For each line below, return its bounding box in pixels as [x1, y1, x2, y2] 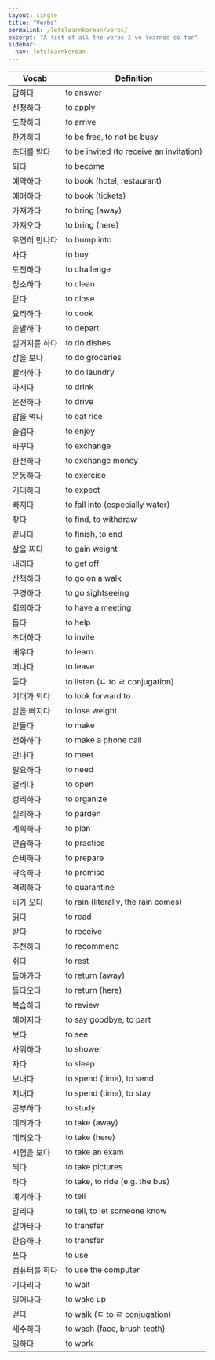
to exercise [65, 470, 106, 480]
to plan [65, 823, 91, 833]
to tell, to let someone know [65, 1205, 167, 1216]
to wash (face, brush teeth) [65, 1323, 166, 1334]
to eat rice [65, 411, 104, 421]
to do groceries [65, 352, 122, 363]
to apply [65, 102, 96, 112]
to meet [65, 749, 94, 760]
